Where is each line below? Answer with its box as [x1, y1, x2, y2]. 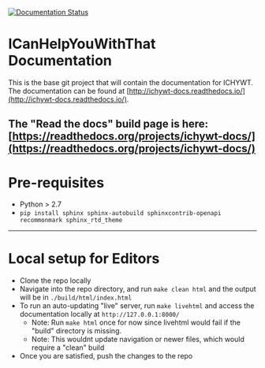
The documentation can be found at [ [8, 86, 130, 95]
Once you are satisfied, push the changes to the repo [19, 351, 193, 361]
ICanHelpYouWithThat [8, 35, 156, 53]
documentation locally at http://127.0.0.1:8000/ [19, 310, 180, 319]
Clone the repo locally [19, 276, 91, 285]
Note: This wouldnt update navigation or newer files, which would [31, 335, 244, 344]
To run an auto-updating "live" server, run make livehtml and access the [19, 301, 255, 310]
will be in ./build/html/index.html [19, 292, 132, 303]
